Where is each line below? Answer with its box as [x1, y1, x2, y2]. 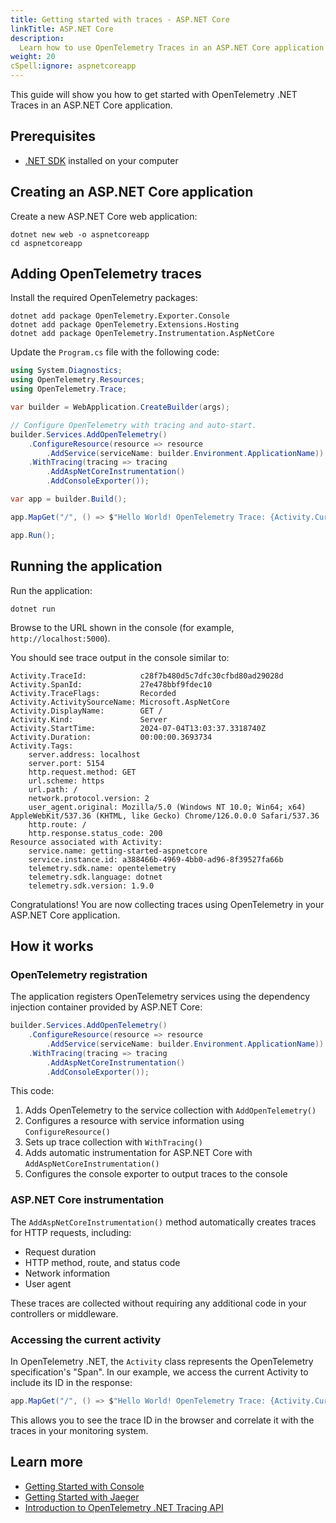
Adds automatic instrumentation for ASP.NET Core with [24, 1147, 253, 1159]
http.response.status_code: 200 [28, 828, 163, 838]
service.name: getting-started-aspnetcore [28, 846, 208, 856]
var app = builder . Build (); [10, 494, 128, 505]
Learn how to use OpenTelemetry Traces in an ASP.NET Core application [19, 42, 325, 53]
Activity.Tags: [10, 741, 74, 751]
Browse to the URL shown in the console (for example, [10, 621, 235, 633]
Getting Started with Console [24, 1480, 145, 1492]
